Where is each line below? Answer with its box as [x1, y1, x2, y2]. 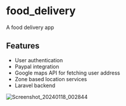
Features [6, 41, 40, 51]
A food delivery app [6, 24, 54, 31]
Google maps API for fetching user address [14, 69, 120, 76]
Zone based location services [14, 75, 88, 82]
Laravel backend [14, 82, 56, 89]
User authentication [14, 56, 63, 63]
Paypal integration [14, 63, 59, 70]
